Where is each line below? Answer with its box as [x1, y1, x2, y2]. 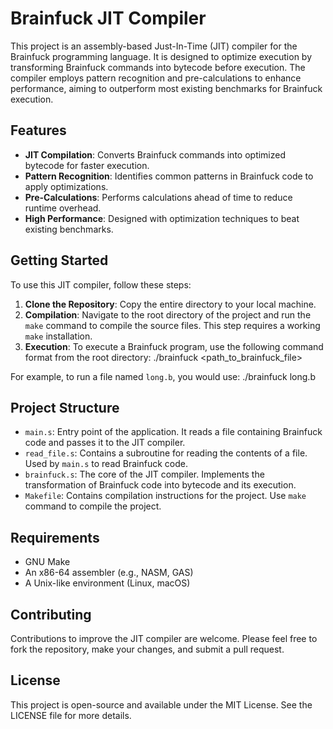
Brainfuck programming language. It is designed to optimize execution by [10, 50, 313, 62]
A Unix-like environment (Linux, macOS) [24, 577, 191, 589]
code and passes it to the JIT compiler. [24, 437, 186, 449]
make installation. [24, 330, 93, 342]
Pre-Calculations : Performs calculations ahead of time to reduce [24, 191, 293, 203]
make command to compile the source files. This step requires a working [24, 319, 321, 331]
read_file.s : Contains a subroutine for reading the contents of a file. [24, 447, 308, 459]
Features [10, 122, 67, 139]
